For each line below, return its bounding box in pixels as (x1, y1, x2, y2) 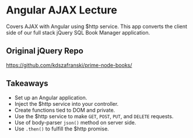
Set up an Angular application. (14, 94, 87, 101)
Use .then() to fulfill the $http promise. (14, 125, 109, 132)
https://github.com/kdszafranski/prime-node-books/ (6, 61, 132, 68)
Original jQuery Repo (6, 46, 83, 56)
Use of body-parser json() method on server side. (14, 119, 136, 126)
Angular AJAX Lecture (6, 4, 118, 17)
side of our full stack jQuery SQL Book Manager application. (6, 29, 150, 36)
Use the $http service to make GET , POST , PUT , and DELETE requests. (14, 112, 174, 120)
